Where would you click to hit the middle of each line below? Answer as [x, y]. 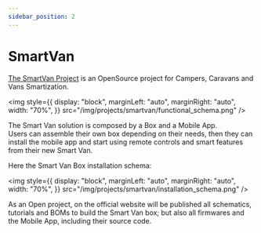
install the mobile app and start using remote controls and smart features [126, 142]
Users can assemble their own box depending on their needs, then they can [130, 133]
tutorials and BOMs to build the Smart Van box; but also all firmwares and [126, 213]
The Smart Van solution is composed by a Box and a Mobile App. [113, 125]
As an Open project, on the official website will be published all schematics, [130, 204]
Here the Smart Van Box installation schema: [80, 166]
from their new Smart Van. [51, 150]
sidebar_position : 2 [42, 16]
